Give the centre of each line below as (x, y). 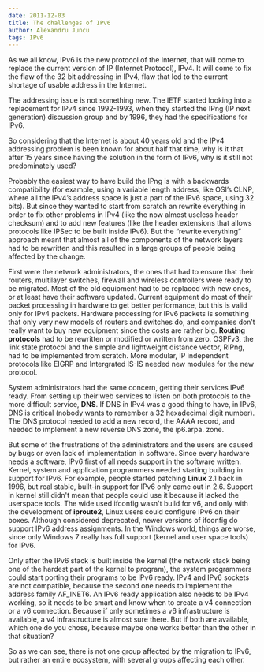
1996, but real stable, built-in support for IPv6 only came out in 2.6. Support (131, 487)
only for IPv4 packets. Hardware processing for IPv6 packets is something (129, 314)
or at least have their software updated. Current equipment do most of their (130, 297)
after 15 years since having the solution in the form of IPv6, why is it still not (130, 158)
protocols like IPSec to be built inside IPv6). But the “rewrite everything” (125, 231)
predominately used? (42, 166)
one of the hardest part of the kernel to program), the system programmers (130, 569)
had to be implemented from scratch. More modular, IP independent (118, 356)
